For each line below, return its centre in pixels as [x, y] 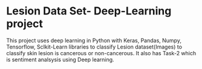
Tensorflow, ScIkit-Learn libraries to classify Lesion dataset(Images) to [94, 47]
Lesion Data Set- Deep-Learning [89, 11]
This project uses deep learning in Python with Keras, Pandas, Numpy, [94, 40]
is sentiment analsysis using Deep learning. [60, 59]
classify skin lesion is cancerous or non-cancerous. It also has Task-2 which [101, 53]
